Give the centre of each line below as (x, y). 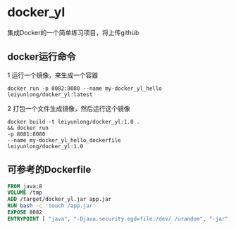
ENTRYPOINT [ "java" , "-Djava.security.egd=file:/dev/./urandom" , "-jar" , (119, 218)
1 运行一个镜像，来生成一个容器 (53, 75)
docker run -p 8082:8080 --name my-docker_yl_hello (85, 89)
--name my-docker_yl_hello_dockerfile (64, 140)
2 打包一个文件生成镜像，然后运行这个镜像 (69, 108)
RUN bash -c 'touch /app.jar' (52, 206)
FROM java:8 (25, 186)
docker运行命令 (42, 57)
